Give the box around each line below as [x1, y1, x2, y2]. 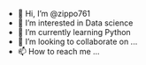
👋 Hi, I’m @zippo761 [17, 9, 91, 18]
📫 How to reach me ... [17, 47, 100, 56]
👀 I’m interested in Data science [17, 18, 134, 28]
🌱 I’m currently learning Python [17, 27, 131, 37]
